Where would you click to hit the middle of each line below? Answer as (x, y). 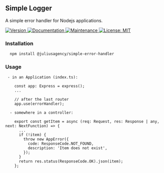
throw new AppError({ (46, 139)
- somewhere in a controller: (42, 113)
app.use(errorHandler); (39, 104)
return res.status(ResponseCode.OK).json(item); (71, 161)
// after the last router (42, 100)
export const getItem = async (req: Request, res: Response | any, (87, 122)
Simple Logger (29, 8)
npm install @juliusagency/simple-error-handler (62, 54)
